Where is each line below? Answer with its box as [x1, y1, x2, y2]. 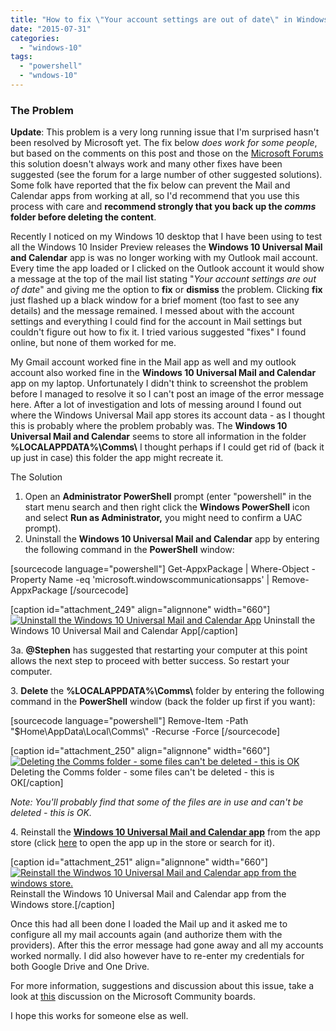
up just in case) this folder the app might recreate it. [10, 452, 224, 464]
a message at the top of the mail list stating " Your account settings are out [10, 273, 317, 285]
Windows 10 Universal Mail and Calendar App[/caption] [10, 625, 238, 637]
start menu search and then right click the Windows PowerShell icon [24, 501, 311, 513]
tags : [10, 52, 33, 62]
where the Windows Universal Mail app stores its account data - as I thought [10, 409, 326, 421]
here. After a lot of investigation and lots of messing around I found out [10, 399, 302, 411]
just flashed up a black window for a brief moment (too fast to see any [10, 294, 300, 306]
